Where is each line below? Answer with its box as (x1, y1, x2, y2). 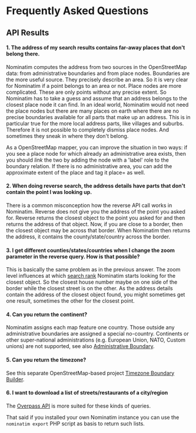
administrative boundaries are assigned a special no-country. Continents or (6, 330, 190, 337)
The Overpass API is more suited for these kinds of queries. (6, 402, 151, 409)
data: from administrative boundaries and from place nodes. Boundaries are (6, 70, 190, 77)
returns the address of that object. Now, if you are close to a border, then (6, 220, 183, 228)
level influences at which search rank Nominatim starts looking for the (6, 273, 175, 280)
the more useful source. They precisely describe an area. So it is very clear (6, 76, 188, 83)
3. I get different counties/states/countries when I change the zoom (6, 247, 175, 254)
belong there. (6, 50, 40, 57)
